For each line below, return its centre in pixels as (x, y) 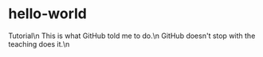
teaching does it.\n (39, 44)
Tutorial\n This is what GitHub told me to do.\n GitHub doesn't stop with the (132, 36)
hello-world (48, 14)
